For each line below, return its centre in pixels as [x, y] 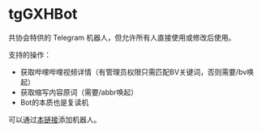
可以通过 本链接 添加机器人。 [55, 119]
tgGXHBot [43, 14]
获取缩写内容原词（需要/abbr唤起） [79, 92]
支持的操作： [30, 54]
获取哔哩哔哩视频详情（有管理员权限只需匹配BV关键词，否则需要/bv [133, 72]
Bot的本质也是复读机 [54, 102]
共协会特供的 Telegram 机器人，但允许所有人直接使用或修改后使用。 [122, 37]
